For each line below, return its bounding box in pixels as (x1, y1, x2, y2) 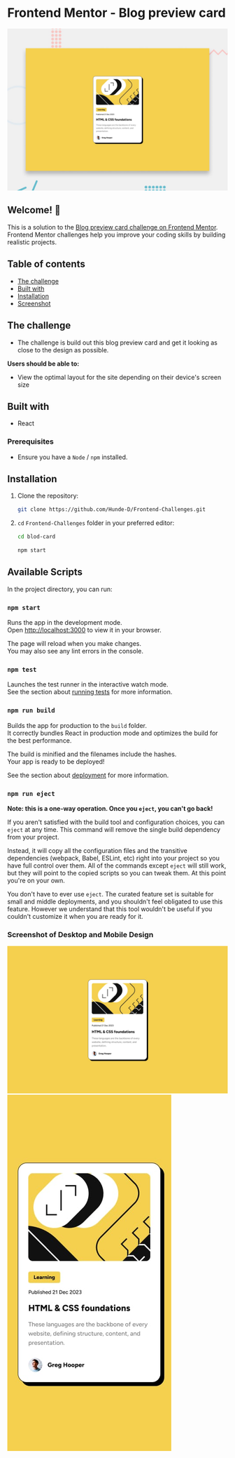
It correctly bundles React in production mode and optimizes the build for (7, 729, 218, 737)
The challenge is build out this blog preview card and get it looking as (17, 338, 218, 347)
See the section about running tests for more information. (7, 688, 173, 696)
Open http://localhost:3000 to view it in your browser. (7, 626, 162, 635)
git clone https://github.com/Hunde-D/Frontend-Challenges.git (17, 506, 206, 513)
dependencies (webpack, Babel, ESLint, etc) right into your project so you (7, 854, 220, 863)
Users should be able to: (7, 359, 80, 368)
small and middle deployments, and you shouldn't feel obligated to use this (7, 897, 223, 906)
